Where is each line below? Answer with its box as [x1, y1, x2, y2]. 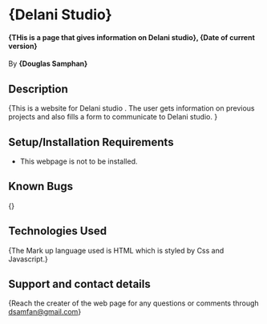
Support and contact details [8, 277, 151, 291]
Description [8, 82, 68, 95]
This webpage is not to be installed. [19, 156, 138, 166]
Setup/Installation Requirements [8, 135, 174, 149]
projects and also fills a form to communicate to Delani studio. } [8, 112, 218, 122]
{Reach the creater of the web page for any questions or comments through [8, 298, 259, 308]
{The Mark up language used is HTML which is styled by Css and [8, 245, 225, 255]
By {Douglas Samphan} [8, 59, 88, 69]
